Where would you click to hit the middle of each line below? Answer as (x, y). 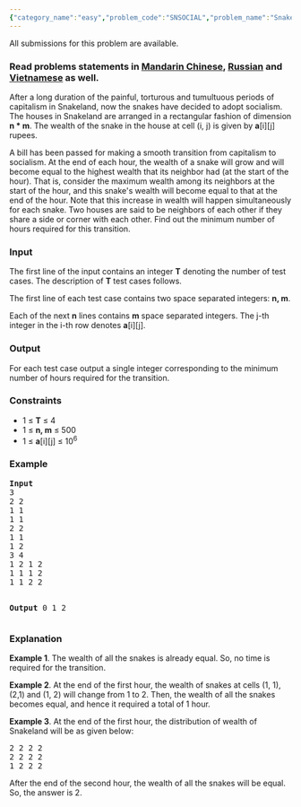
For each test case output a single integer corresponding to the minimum (144, 368)
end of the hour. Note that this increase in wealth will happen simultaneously (150, 200)
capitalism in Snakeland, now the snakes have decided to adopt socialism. (146, 106)
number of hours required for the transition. (90, 377)
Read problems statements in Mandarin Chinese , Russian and (146, 66)
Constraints (36, 401)
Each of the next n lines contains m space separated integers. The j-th (139, 316)
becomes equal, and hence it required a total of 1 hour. (110, 704)
